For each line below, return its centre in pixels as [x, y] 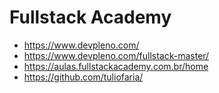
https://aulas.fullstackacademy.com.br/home [116, 66]
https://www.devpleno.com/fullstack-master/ [116, 55]
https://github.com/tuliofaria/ [83, 77]
